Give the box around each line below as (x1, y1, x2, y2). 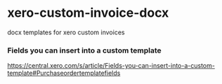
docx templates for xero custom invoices (7, 28, 125, 36)
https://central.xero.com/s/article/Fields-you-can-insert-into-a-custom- (7, 62, 216, 70)
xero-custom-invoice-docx (7, 5, 169, 21)
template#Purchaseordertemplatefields (7, 69, 121, 78)
